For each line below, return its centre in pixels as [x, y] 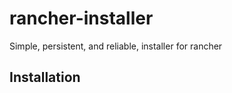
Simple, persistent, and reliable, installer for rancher [116, 46]
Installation [45, 77]
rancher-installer [81, 18]
